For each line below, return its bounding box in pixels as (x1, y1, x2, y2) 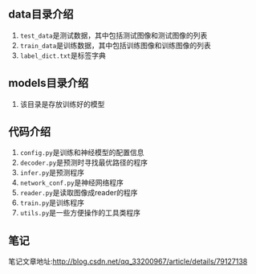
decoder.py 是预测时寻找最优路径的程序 (19, 157, 148, 167)
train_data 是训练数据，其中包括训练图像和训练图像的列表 (19, 40, 211, 50)
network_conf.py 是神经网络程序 (19, 178, 124, 187)
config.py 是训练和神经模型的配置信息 (19, 148, 144, 157)
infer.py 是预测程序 (19, 168, 85, 178)
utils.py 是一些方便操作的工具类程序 (19, 208, 141, 218)
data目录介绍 (8, 7, 74, 22)
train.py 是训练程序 (19, 198, 85, 207)
